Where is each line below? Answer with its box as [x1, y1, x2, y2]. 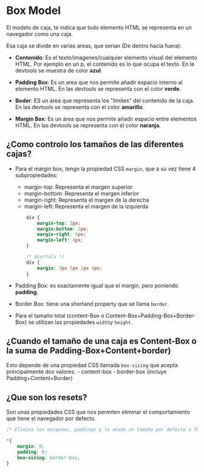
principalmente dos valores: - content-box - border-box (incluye [6, 368, 167, 375]
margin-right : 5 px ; [37, 231, 86, 238]
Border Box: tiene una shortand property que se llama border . [15, 300, 169, 308]
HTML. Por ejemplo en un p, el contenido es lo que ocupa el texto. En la [15, 60, 194, 68]
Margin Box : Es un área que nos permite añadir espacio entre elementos [15, 115, 197, 122]
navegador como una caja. [6, 30, 73, 37]
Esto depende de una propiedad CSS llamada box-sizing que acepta [6, 362, 178, 369]
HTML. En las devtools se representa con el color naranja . [15, 121, 161, 129]
